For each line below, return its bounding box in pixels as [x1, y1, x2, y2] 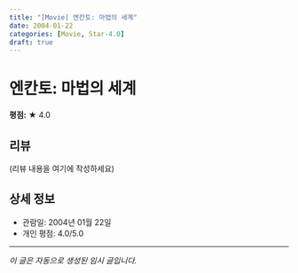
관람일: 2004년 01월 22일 [21, 216, 112, 227]
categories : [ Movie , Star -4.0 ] [9, 29, 125, 38]
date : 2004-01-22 [9, 21, 74, 30]
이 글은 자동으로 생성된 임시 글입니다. [9, 254, 137, 266]
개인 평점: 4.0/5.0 [21, 228, 84, 238]
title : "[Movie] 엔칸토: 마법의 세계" [9, 12, 137, 22]
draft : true [9, 37, 53, 47]
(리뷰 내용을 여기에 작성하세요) [9, 163, 115, 174]
